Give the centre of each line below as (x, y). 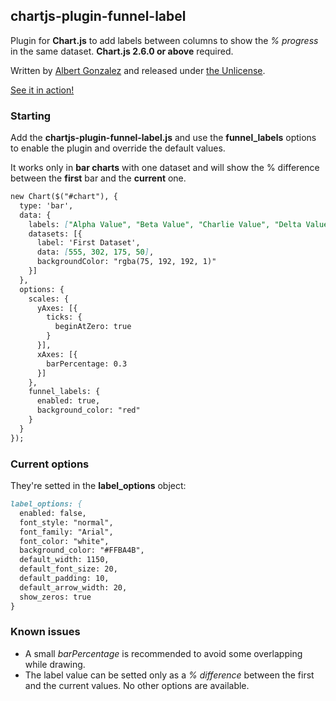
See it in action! (42, 90)
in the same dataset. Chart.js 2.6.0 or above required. (122, 51)
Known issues (45, 632)
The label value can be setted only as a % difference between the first (169, 675)
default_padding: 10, (64, 579)
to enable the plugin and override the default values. (118, 148)
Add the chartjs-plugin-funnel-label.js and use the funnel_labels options (163, 138)
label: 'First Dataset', (88, 243)
